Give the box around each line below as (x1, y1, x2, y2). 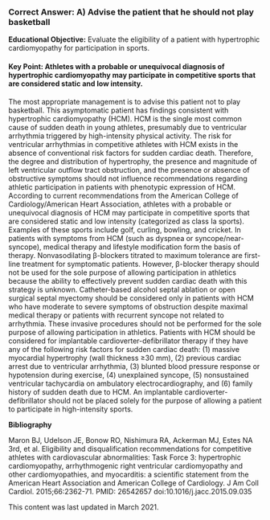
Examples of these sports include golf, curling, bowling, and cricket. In (8, 224, 241, 235)
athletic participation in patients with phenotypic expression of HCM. (8, 182, 235, 191)
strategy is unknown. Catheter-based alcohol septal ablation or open (8, 285, 235, 294)
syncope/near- (194, 233, 244, 243)
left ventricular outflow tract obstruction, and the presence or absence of (8, 165, 251, 174)
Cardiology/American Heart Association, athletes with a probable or (8, 199, 231, 209)
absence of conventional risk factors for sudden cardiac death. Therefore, (8, 148, 254, 158)
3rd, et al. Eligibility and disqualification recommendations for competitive (8, 444, 252, 453)
